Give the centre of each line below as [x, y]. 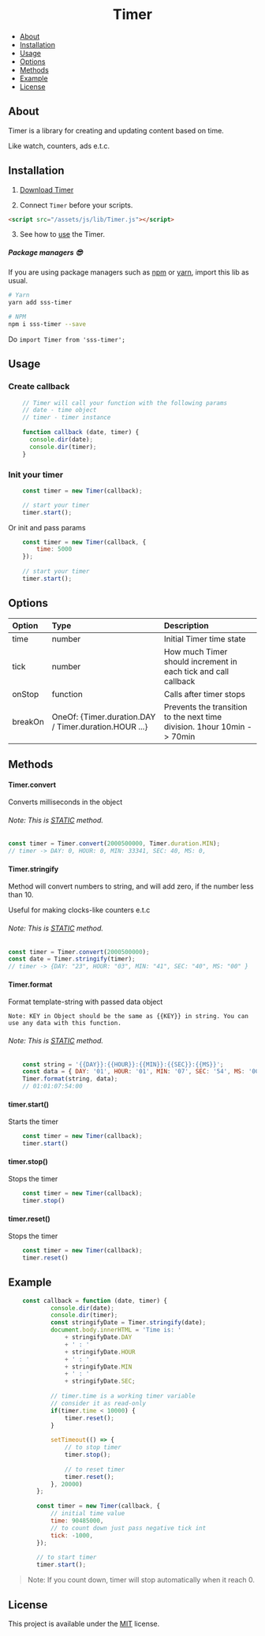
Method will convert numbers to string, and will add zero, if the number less [131, 886]
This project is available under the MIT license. [84, 1623]
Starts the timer [34, 1121]
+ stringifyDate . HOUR [100, 1352]
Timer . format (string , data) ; [70, 1079]
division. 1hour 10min [204, 726]
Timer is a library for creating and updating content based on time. [116, 130]
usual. [18, 281]
